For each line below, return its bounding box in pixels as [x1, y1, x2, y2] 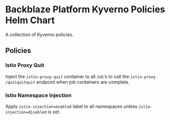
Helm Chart [5, 14, 55, 26]
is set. [48, 109, 60, 115]
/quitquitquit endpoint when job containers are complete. [5, 78, 130, 85]
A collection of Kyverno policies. [5, 31, 74, 37]
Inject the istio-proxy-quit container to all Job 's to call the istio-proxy [5, 73, 156, 79]
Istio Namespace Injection [5, 91, 72, 98]
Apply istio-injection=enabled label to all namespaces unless [5, 103, 138, 109]
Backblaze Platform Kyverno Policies [5, 4, 165, 15]
